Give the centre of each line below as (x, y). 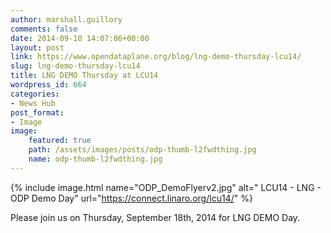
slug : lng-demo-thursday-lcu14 (75, 66)
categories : (35, 94)
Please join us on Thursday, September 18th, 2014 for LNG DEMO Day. (155, 217)
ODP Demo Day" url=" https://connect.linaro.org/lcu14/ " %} (131, 198)
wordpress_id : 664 (48, 85)
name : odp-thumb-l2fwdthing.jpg (95, 159)
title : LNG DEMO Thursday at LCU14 (84, 76)
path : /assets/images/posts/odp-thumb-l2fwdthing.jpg (142, 150)
